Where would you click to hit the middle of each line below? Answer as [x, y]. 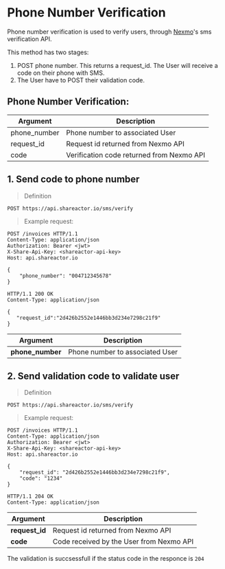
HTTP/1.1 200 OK [30, 294]
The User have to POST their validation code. [81, 80]
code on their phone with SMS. [61, 73]
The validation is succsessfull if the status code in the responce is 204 [106, 559]
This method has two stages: [48, 52]
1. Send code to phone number [73, 179]
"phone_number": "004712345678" [66, 276]
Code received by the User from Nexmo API [123, 542]
